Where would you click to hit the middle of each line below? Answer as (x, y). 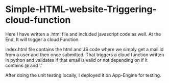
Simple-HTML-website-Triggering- (81, 9)
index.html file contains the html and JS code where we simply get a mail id (84, 49)
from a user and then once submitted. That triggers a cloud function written (85, 55)
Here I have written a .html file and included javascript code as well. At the (83, 34)
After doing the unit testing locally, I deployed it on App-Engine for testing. (83, 75)
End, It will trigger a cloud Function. (43, 39)
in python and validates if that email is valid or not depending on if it (77, 60)
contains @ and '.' (24, 65)
